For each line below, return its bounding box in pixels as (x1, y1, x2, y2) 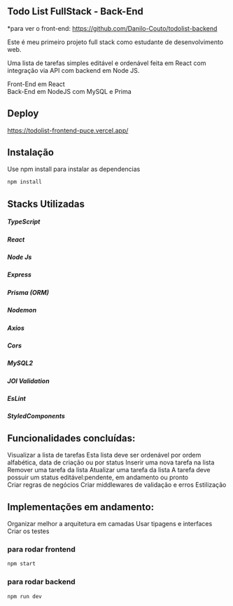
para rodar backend (7, 577, 76, 587)
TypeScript (7, 217, 41, 226)
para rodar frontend (7, 544, 76, 554)
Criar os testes (7, 527, 50, 535)
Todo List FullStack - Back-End (7, 6, 143, 18)
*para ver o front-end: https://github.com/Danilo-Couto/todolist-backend (7, 24, 218, 32)
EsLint (7, 394, 26, 403)
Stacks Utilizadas (7, 198, 85, 209)
